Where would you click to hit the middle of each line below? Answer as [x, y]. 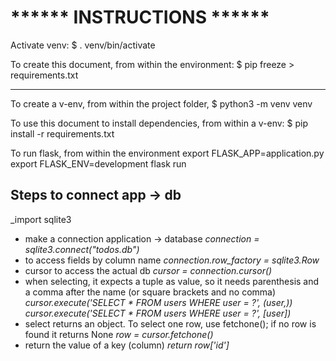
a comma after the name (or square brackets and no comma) [150, 292]
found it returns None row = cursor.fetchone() [119, 334]
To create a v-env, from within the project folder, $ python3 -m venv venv [161, 103]
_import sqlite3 [41, 219]
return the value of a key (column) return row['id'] [127, 345]
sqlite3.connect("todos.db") [82, 249]
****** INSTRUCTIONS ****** [140, 17]
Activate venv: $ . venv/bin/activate [83, 45]
